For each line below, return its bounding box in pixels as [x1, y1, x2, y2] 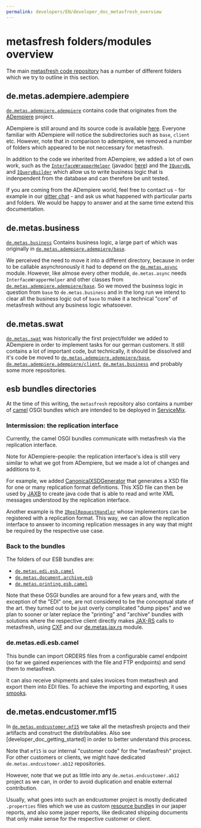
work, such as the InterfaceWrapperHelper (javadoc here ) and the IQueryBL [6, 162, 191, 169]
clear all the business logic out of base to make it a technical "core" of [6, 295, 178, 302]
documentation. [6, 205, 45, 213]
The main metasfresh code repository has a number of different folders [6, 67, 182, 74]
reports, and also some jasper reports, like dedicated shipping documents [6, 808, 188, 816]
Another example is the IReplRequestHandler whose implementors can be [6, 508, 187, 515]
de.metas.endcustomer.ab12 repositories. [6, 760, 106, 767]
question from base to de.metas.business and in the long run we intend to [6, 289, 186, 296]
